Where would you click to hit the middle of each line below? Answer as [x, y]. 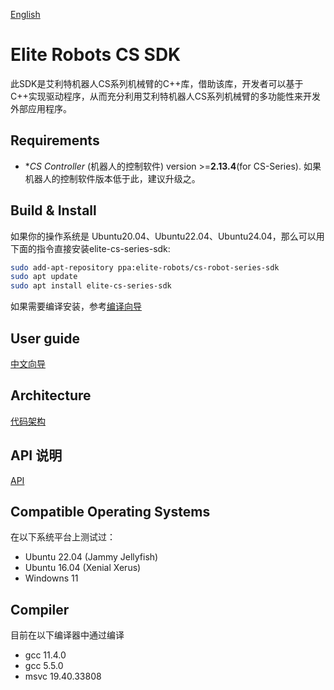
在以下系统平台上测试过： [63, 537]
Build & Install [53, 210]
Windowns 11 [51, 578]
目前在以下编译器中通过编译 [67, 635]
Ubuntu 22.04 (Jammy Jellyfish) [91, 557]
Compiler [40, 609]
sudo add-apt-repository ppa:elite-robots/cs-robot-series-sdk [145, 267]
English [25, 14]
